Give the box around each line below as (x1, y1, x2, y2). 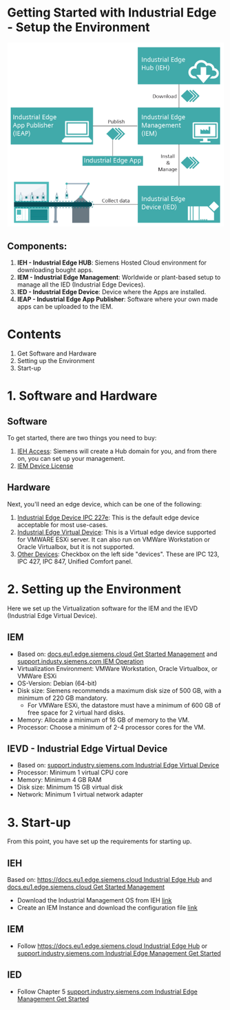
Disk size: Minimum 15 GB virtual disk (17, 783, 123, 792)
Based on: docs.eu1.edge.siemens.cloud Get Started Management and (17, 650, 218, 658)
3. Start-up (7, 814, 71, 830)
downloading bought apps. (17, 266, 94, 274)
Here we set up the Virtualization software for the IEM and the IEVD (7, 604, 198, 612)
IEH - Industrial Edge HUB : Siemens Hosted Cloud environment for (17, 258, 207, 267)
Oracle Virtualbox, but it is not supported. (17, 542, 135, 550)
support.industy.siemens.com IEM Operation (17, 657, 144, 666)
